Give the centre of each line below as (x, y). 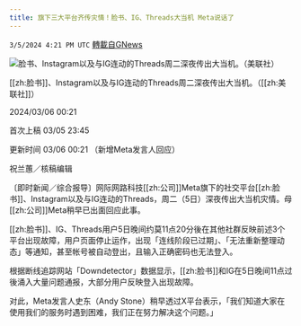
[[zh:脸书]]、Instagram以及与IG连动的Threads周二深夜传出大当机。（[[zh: (144, 83)
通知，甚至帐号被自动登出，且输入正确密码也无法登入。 (135, 251)
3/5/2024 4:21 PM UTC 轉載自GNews (76, 44)
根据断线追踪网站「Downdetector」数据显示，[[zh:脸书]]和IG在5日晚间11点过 (151, 270)
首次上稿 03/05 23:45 (49, 130)
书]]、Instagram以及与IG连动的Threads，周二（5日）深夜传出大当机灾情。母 (151, 198)
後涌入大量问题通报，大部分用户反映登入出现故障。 (104, 282)
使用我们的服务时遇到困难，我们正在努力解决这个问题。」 (114, 312)
